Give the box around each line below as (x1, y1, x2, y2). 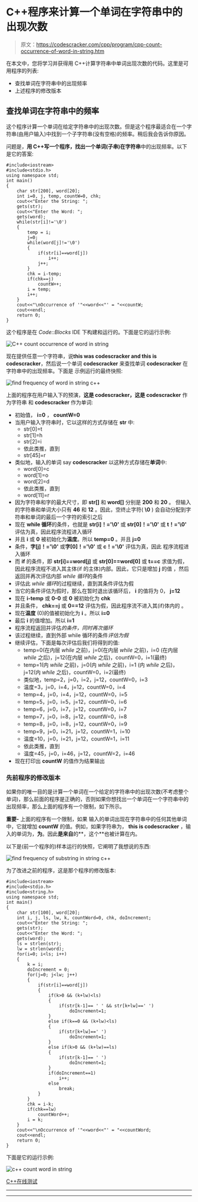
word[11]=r (23, 492, 49, 499)
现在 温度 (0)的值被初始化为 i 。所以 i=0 (14, 609, 110, 616)
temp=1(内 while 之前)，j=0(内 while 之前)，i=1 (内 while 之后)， (23, 661, 178, 668)
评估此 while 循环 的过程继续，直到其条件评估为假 (14, 580, 134, 587)
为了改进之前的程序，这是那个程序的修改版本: (6, 867, 117, 874)
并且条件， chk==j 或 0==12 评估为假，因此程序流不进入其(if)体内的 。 (14, 602, 187, 609)
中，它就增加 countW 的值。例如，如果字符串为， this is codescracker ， (6, 823, 186, 830)
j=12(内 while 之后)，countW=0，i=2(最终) (23, 668, 126, 676)
